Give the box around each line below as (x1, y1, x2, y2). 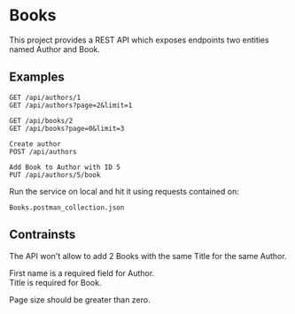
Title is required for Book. (9, 277, 102, 287)
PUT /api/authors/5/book (9, 170, 101, 180)
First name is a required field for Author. (9, 267, 155, 279)
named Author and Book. (9, 43, 100, 54)
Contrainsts (9, 227, 76, 242)
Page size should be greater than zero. (9, 294, 151, 305)
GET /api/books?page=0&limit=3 (9, 124, 125, 133)
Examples (9, 70, 65, 85)
